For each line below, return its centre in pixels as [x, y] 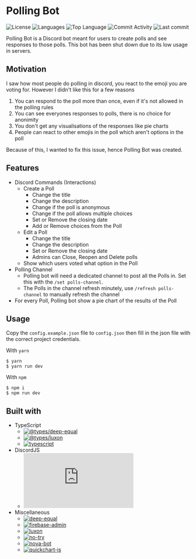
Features [23, 168]
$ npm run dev [23, 393]
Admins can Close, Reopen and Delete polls [85, 257]
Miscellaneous [32, 512]
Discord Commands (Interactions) [55, 182]
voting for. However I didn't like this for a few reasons [70, 90]
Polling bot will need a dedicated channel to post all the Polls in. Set [104, 275]
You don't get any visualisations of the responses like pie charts [91, 126]
